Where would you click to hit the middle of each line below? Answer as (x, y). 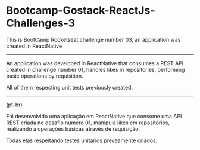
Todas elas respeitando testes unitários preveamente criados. (82, 140)
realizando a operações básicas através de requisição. (73, 128)
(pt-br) (14, 105)
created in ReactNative (34, 46)
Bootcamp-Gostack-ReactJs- (81, 10)
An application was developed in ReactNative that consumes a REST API (95, 63)
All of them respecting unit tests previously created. (69, 87)
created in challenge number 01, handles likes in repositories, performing (96, 69)
